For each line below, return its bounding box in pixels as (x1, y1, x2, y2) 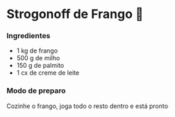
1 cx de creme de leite (16, 69, 80, 77)
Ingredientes (6, 31, 51, 41)
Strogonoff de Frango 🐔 (6, 6, 144, 22)
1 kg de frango (16, 46, 58, 55)
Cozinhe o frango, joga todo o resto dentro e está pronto (6, 102, 168, 110)
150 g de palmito (16, 62, 65, 70)
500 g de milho (16, 54, 60, 62)
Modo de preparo (6, 86, 67, 96)
